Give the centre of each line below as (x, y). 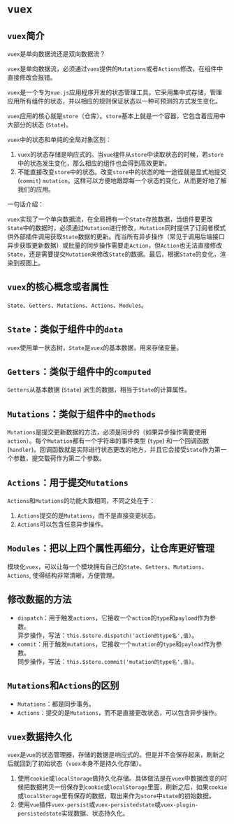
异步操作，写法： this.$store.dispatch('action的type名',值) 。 (108, 635)
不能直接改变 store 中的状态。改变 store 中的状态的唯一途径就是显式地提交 (122, 172)
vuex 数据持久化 (39, 736)
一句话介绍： (25, 204)
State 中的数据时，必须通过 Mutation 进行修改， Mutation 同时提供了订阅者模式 (117, 228)
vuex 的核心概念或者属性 (58, 287)
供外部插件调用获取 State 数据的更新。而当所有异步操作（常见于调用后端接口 (116, 236)
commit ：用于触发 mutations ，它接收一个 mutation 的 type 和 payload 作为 (117, 644)
